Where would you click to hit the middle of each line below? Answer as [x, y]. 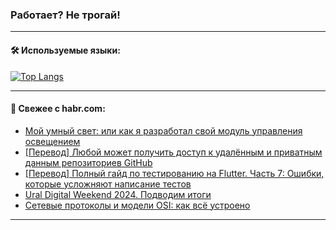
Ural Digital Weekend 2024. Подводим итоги [118, 194]
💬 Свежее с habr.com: [58, 109]
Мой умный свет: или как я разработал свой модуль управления [163, 130]
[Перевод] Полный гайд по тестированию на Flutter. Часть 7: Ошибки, [174, 173]
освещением [52, 141]
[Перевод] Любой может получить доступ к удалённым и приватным [173, 152]
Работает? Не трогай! [65, 15]
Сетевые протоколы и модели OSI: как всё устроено [137, 205]
